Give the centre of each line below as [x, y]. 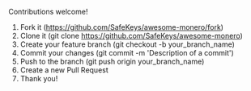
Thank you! [39, 79]
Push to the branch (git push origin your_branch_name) [112, 61]
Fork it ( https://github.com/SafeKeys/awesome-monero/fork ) [122, 27]
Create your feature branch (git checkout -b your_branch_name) [127, 44]
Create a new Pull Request [64, 70]
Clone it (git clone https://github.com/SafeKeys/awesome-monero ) [131, 36]
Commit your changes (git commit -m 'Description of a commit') [127, 53]
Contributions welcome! [48, 12]
